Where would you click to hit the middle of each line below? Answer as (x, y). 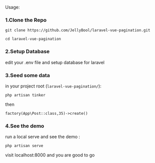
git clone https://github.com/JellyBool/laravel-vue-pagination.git (78, 30)
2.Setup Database (27, 52)
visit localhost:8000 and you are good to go (50, 155)
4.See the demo (25, 126)
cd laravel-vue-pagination (33, 39)
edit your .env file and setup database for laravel (55, 62)
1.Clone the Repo (26, 20)
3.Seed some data (28, 75)
